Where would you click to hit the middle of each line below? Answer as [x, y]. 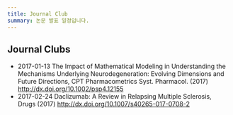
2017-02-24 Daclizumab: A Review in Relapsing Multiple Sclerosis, [114, 97]
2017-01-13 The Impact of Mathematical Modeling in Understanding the [122, 66]
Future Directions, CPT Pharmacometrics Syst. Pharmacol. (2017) [113, 82]
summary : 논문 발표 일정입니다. [49, 21]
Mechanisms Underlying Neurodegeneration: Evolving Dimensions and [121, 74]
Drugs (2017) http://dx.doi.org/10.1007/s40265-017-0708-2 [103, 104]
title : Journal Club [38, 14]
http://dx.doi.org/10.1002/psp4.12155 [70, 89]
